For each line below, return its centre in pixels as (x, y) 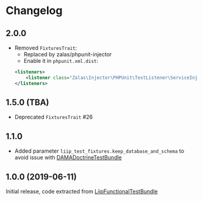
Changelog (34, 11)
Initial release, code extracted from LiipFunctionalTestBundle (82, 192)
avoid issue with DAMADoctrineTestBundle (68, 158)
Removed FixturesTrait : (46, 48)
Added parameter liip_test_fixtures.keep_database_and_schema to (99, 151)
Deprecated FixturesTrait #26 (54, 117)
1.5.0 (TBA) (27, 102)
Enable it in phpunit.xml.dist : (61, 61)
